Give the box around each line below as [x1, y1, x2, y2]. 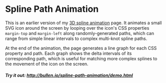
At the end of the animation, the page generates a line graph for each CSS [5, 45, 157, 51]
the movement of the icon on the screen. [5, 61, 88, 67]
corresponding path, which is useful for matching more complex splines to [5, 55, 158, 61]
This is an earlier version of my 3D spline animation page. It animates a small [5, 20, 162, 26]
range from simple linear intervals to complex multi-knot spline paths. [5, 36, 148, 41]
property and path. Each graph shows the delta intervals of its [5, 50, 132, 56]
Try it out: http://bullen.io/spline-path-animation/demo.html [5, 72, 133, 78]
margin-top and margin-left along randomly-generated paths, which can [5, 30, 154, 36]
